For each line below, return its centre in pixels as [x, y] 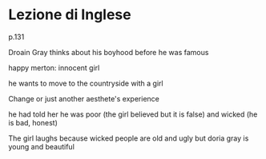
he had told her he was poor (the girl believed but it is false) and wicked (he [133, 114]
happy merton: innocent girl [54, 68]
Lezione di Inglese [70, 15]
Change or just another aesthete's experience [84, 98]
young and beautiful [41, 146]
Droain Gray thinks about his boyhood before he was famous [109, 52]
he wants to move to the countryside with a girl [86, 83]
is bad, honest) [33, 122]
